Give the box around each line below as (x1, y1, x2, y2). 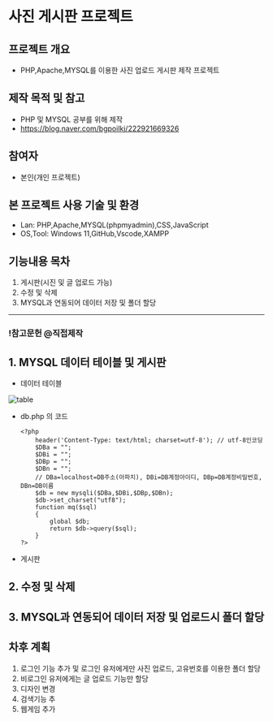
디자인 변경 (19, 684, 56, 693)
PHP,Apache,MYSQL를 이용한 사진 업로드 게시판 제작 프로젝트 (19, 66, 220, 75)
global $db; (50, 517, 90, 525)
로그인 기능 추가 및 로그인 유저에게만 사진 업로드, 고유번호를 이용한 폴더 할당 (19, 663, 262, 673)
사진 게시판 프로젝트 (8, 7, 134, 26)
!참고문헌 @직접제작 (8, 328, 84, 339)
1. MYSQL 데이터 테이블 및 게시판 (8, 355, 167, 369)
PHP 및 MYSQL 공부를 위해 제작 (19, 114, 123, 124)
